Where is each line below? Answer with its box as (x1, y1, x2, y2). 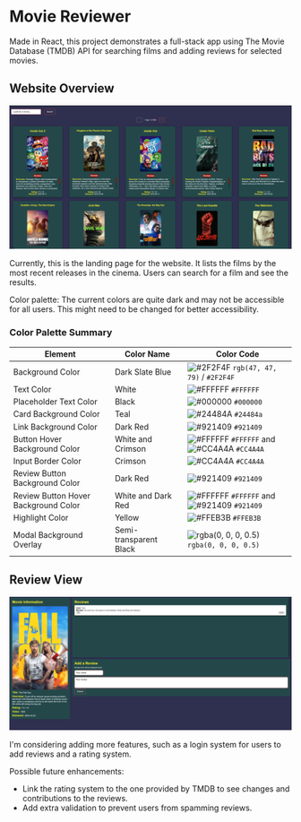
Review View (9, 572, 83, 588)
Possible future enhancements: (9, 766, 125, 776)
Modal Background (13, 529, 83, 540)
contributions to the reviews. (21, 792, 128, 803)
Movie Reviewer (9, 6, 132, 27)
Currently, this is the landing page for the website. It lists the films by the (9, 257, 277, 268)
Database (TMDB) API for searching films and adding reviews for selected (9, 45, 282, 56)
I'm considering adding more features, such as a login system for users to (9, 739, 282, 749)
